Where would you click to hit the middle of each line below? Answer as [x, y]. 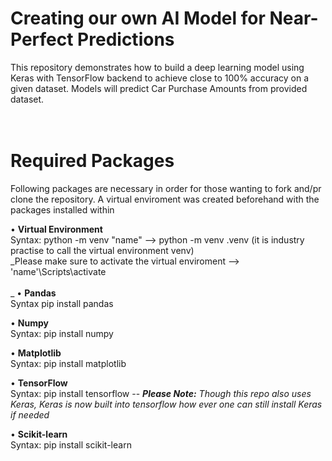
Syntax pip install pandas [62, 303]
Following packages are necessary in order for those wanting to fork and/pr [166, 188]
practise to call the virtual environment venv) [102, 250]
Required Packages [92, 161]
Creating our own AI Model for [138, 18]
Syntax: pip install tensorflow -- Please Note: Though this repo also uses [161, 393]
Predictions [126, 39]
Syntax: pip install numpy [62, 333]
